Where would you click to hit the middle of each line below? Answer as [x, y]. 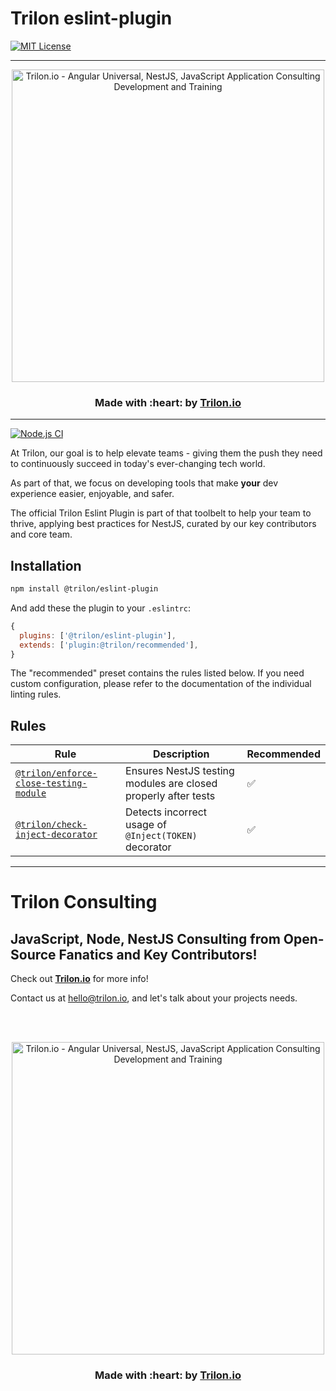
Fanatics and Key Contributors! [158, 954]
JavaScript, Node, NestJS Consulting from [145, 938]
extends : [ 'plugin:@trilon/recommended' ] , [109, 645]
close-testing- [51, 783]
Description [181, 754]
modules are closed [171, 784]
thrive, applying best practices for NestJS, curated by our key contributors [163, 524]
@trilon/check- [51, 825]
